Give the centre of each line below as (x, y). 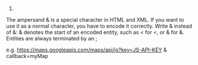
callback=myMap (27, 56)
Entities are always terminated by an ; (52, 38)
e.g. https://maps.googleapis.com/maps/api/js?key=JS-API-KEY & (87, 50)
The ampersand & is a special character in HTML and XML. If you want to (95, 20)
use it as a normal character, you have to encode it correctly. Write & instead (99, 26)
